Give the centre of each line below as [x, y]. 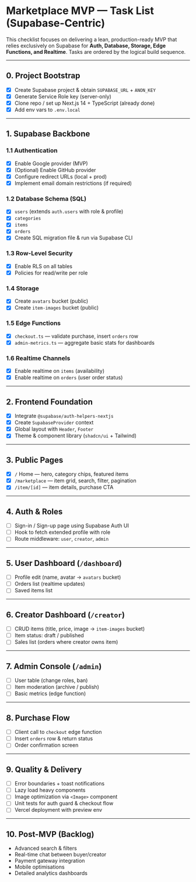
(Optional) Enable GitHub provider [55, 170]
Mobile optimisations [40, 867]
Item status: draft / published [49, 636]
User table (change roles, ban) [51, 681]
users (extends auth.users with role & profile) [69, 211]
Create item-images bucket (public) [57, 308]
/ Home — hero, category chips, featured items [71, 474]
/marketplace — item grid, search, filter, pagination [75, 481]
